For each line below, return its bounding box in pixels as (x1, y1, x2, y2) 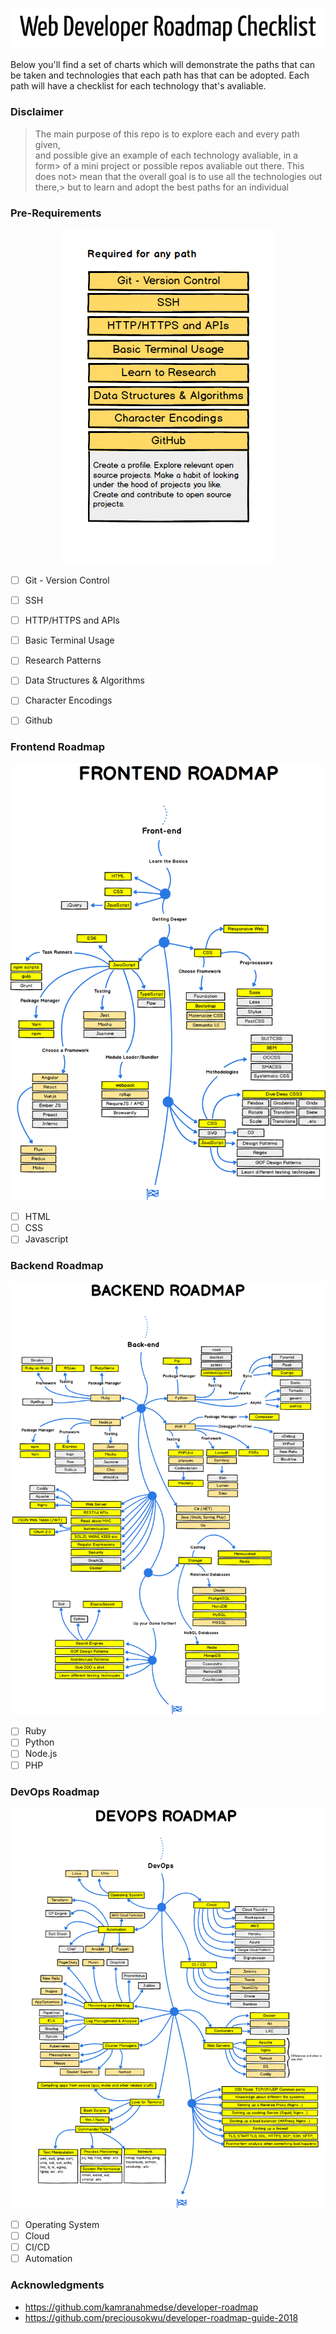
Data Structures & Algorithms (24, 674, 145, 687)
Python (24, 1736, 55, 1748)
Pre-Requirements (10, 206, 102, 220)
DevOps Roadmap (10, 1784, 100, 1798)
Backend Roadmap (10, 1259, 104, 1273)
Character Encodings (24, 694, 113, 707)
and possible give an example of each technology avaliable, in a (34, 149, 299, 161)
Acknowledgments (10, 2278, 105, 2292)
